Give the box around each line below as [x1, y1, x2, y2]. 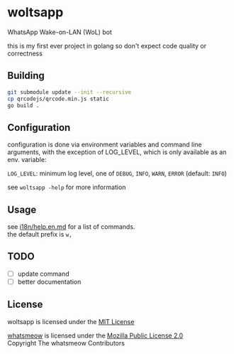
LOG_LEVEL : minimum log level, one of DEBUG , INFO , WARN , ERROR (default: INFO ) [7, 169, 227, 178]
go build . [7, 102, 40, 109]
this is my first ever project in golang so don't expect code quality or [7, 41, 207, 50]
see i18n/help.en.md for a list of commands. [7, 222, 135, 231]
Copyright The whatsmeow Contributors [7, 338, 126, 347]
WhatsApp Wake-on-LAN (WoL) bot [7, 28, 112, 36]
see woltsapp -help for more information [7, 183, 126, 192]
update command [17, 269, 69, 278]
